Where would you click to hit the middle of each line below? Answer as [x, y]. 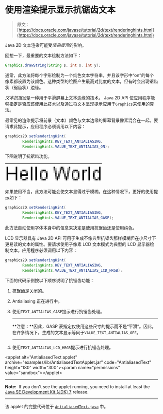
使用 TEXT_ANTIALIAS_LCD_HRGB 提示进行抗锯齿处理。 [63, 347]
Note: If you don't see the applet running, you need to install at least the [78, 386]
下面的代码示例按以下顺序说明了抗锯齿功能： [50, 280]
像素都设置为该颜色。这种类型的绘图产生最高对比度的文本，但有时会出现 [77, 81]
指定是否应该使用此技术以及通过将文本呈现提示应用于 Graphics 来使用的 [80, 104]
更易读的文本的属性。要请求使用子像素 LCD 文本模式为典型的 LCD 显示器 [78, 245]
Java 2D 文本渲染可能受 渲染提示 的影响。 [46, 45]
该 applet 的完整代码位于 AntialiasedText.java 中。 [57, 406]
